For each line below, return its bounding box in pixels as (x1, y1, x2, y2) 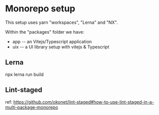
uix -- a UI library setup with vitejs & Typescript (12, 44, 110, 50)
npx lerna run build (5, 71, 44, 77)
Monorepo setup (5, 3, 76, 14)
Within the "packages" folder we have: (5, 29, 85, 35)
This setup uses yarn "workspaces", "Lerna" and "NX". (5, 19, 118, 25)
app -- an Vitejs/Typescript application (12, 38, 92, 45)
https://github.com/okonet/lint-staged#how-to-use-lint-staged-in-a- (13, 99, 155, 105)
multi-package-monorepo (5, 104, 58, 110)
